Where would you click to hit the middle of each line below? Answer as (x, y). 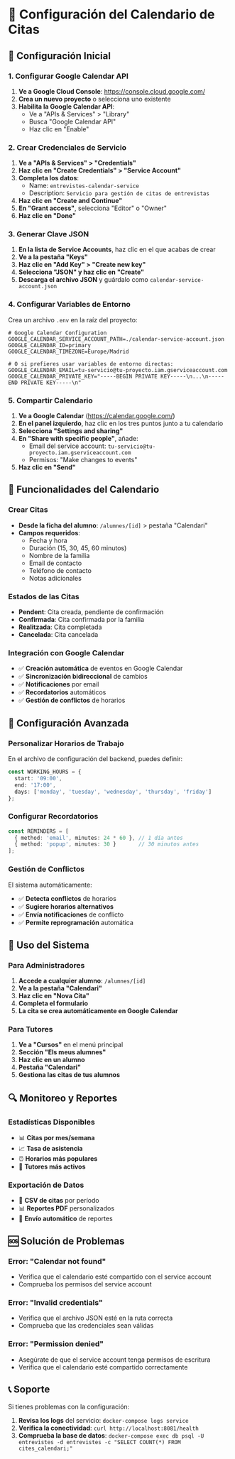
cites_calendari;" (45, 1448)
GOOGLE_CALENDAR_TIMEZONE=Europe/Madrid (69, 351)
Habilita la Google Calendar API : (66, 106)
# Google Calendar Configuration (58, 333)
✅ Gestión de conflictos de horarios (72, 700)
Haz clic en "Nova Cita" (54, 996)
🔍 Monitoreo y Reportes (63, 1098)
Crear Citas (28, 510)
